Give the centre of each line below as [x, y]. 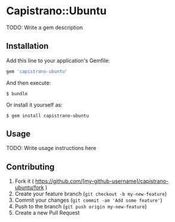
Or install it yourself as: [34, 105]
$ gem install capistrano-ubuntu [48, 115]
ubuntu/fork [29, 187]
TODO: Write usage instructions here [51, 148]
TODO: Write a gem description [45, 27]
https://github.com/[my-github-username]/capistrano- [101, 181]
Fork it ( [24, 181]
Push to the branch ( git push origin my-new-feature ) [81, 207]
